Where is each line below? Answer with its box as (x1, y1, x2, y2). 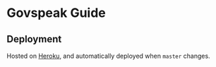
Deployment (6, 33, 62, 45)
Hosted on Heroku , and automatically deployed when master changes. (6, 51, 210, 60)
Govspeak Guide (6, 5, 107, 21)
